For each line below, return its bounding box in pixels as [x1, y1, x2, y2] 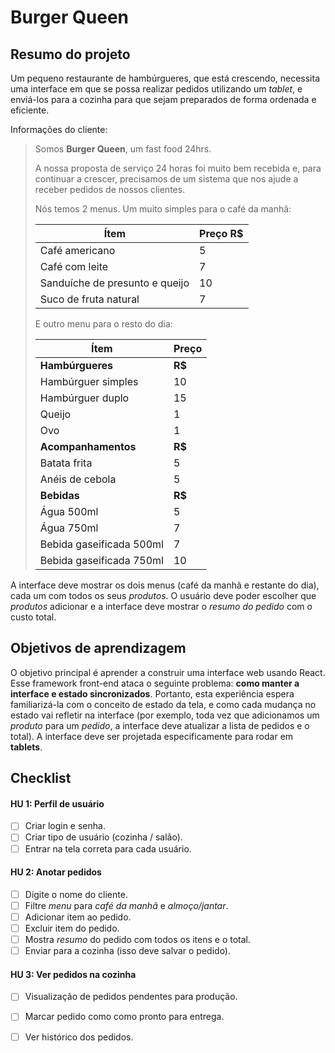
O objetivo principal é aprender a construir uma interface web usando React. [10, 666, 326, 678]
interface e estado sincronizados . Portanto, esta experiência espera [10, 687, 295, 700]
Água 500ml [39, 505, 99, 518]
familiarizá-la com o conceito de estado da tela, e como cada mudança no [10, 698, 317, 710]
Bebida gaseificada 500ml [39, 537, 164, 551]
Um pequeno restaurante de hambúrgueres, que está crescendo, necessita [10, 72, 321, 84]
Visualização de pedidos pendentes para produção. [24, 991, 238, 1003]
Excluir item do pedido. [24, 922, 120, 934]
